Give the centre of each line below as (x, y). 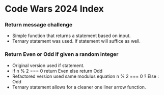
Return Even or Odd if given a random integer (62, 54)
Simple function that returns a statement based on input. (71, 36)
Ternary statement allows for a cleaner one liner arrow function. (79, 87)
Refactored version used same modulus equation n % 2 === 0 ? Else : (85, 76)
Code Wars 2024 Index (54, 9)
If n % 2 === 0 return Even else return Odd (57, 71)
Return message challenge (38, 25)
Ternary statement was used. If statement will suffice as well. (76, 41)
